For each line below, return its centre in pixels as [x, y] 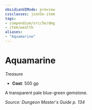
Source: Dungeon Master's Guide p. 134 [45, 102]
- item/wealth [19, 28]
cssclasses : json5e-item [30, 14]
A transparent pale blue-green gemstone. [46, 93]
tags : [10, 18]
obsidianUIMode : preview [30, 9]
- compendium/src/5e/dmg [30, 23]
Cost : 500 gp [25, 83]
